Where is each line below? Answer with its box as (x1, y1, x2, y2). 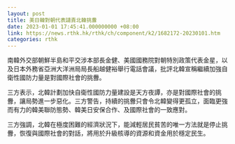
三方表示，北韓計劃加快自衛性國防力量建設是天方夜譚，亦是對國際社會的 (7, 88, 215, 97)
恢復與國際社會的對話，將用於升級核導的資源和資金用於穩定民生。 (19, 129, 210, 138)
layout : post (7, 10, 45, 17)
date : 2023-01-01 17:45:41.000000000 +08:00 (7, 23, 139, 30)
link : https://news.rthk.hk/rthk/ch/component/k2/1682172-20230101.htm (7, 29, 220, 37)
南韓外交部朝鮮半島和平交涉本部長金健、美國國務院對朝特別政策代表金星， (7, 56, 222, 65)
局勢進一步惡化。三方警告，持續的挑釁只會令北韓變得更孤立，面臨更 (25, 97, 222, 105)
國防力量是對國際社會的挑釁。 (19, 74, 106, 82)
